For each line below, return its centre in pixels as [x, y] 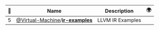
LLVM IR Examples [119, 20]
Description [119, 11]
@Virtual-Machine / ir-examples [54, 20]
